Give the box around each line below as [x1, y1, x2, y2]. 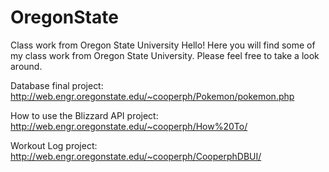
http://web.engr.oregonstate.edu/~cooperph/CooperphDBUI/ [10, 150, 262, 162]
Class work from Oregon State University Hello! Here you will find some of [10, 39, 316, 51]
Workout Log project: [10, 139, 98, 151]
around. [10, 60, 43, 72]
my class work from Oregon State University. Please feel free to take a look [10, 49, 320, 61]
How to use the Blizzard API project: [10, 109, 159, 121]
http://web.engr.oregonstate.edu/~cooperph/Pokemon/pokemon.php [10, 90, 295, 102]
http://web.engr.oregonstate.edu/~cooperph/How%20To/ [10, 120, 248, 132]
